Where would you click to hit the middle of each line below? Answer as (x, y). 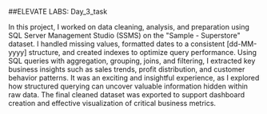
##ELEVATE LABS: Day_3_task (58, 12)
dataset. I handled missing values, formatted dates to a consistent (117, 44)
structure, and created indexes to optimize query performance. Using (143, 52)
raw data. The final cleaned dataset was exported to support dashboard (127, 94)
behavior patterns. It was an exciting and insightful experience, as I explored (134, 78)
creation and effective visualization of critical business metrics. (112, 103)
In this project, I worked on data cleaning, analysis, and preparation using (129, 27)
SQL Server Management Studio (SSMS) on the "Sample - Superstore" (125, 35)
